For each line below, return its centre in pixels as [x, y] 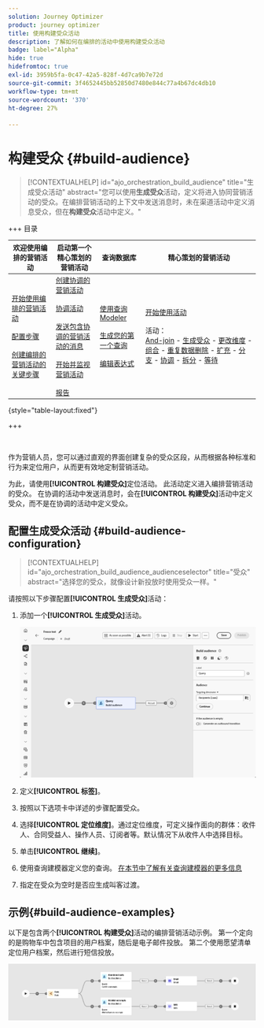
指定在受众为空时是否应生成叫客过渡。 [81, 885]
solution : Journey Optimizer [56, 17]
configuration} [45, 544]
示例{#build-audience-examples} [92, 912]
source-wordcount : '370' [49, 100]
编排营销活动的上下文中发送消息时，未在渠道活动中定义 [158, 202]
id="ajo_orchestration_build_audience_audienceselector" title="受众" [139, 572]
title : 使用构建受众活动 [44, 33]
